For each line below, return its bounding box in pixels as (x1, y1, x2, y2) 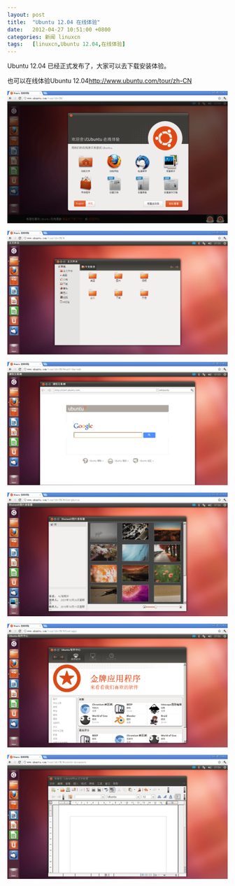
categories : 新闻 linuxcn (7, 34, 80, 41)
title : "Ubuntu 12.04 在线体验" (7, 18, 101, 26)
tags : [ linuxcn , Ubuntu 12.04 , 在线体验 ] (7, 41, 126, 48)
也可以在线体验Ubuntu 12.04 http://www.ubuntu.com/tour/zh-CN (7, 77, 192, 85)
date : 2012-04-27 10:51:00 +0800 (7, 26, 111, 33)
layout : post (7, 11, 45, 18)
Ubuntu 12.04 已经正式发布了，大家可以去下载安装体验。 (7, 62, 171, 70)
